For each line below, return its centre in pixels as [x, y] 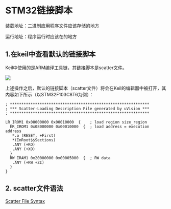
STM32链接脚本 [39, 11]
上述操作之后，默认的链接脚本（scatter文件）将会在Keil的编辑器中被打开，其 [86, 88]
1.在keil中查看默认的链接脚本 [51, 54]
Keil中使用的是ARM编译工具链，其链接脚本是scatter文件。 [66, 68]
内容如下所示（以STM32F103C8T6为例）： [50, 94]
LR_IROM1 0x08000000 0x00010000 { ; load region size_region [76, 122]
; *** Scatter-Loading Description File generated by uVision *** [77, 109]
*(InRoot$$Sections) [34, 140]
